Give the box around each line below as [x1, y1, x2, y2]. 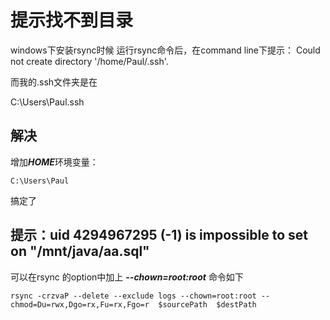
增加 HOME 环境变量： [10, 156, 99, 168]
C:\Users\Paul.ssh [10, 96, 85, 108]
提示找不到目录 [10, 9, 134, 32]
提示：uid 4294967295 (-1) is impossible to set [10, 227, 309, 244]
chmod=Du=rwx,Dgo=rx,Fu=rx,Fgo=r [10, 299, 150, 310]
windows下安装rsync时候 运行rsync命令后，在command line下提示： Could [10, 44, 321, 56]
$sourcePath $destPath [158, 299, 257, 310]
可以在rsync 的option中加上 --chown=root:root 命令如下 [10, 271, 244, 283]
